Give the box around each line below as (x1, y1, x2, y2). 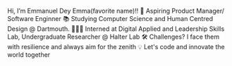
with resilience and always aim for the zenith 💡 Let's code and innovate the (7, 43, 225, 51)
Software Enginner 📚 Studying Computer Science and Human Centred (7, 15, 214, 22)
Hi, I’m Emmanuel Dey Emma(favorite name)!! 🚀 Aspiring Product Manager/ (7, 7, 224, 15)
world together (7, 51, 51, 59)
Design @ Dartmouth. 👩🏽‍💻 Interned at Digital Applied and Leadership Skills (7, 25, 225, 33)
